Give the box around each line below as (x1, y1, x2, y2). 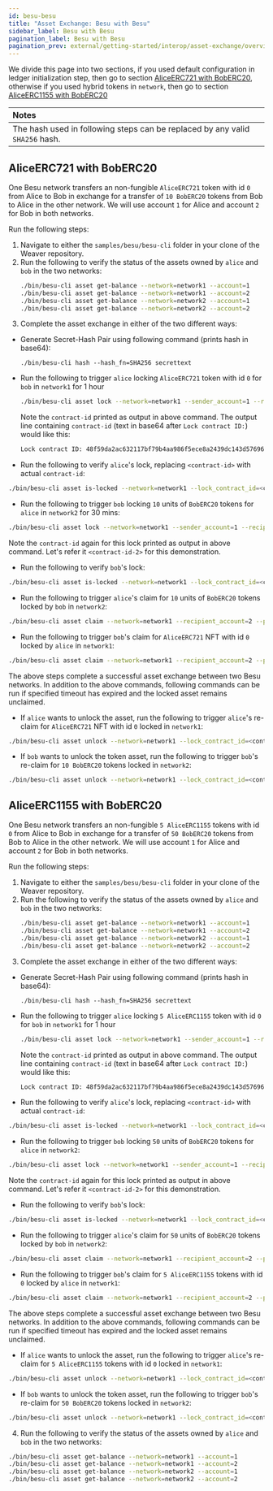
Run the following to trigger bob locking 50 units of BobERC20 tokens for (19, 1137, 254, 1146)
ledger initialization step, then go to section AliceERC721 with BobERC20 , (8, 73, 253, 83)
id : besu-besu (8, 11, 57, 20)
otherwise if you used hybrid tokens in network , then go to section (8, 82, 229, 92)
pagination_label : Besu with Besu (8, 34, 126, 43)
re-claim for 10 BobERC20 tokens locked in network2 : (19, 761, 193, 770)
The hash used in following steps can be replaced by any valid (12, 124, 250, 135)
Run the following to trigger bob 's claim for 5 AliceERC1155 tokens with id (19, 1269, 263, 1279)
